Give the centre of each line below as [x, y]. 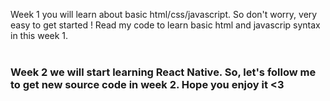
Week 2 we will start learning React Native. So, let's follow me [163, 72]
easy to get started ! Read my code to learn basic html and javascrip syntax [165, 25]
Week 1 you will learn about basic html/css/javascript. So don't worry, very [164, 14]
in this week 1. [39, 35]
